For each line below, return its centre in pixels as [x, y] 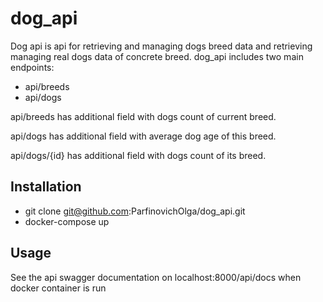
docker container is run [58, 288]
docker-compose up [67, 221]
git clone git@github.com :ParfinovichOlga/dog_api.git [135, 211]
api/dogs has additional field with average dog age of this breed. [143, 136]
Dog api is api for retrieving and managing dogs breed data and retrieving [161, 46]
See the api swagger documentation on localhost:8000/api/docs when [156, 277]
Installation [46, 187]
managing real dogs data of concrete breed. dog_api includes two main [157, 56]
